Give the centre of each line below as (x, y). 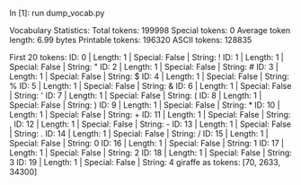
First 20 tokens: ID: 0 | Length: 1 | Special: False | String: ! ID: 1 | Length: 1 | (147, 57)
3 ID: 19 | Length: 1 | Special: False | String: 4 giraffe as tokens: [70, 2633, (145, 162)
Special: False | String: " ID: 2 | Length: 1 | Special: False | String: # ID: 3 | (144, 67)
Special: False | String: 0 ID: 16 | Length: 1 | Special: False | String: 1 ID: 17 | (147, 143)
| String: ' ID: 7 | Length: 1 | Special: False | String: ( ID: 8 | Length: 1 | (136, 95)
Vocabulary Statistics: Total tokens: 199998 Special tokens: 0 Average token (150, 30)
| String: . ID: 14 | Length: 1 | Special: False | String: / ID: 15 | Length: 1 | (139, 133)
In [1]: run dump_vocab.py (57, 13)
